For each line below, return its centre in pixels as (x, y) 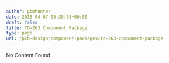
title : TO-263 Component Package (47, 28)
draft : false (22, 22)
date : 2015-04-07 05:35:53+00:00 (47, 17)
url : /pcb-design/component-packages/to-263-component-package (85, 38)
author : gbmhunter (28, 11)
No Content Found (28, 55)
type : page (19, 33)
